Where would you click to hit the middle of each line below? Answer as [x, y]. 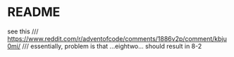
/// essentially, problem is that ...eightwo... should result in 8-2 [112, 46]
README [34, 12]
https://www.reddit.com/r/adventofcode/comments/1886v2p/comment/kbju [117, 38]
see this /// [23, 31]
